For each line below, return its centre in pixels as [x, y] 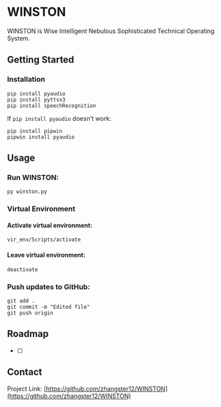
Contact [25, 372]
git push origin [30, 313]
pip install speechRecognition [52, 106]
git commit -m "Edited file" [49, 307]
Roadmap [28, 334]
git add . [21, 301]
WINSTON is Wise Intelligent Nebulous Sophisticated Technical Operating [111, 31]
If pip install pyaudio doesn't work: [59, 118]
